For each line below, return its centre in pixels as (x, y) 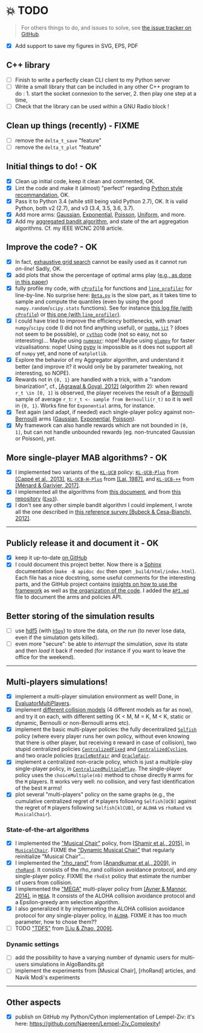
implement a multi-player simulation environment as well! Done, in (97, 697)
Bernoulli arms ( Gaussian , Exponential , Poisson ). (75, 419)
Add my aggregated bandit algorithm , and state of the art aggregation (102, 221)
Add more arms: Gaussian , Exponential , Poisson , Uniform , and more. (100, 214)
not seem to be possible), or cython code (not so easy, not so (91, 334)
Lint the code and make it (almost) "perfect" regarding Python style (99, 188)
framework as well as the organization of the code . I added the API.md (102, 591)
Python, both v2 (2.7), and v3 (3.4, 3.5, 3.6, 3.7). (75, 208)
